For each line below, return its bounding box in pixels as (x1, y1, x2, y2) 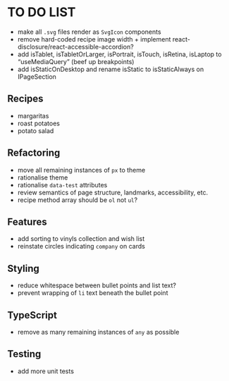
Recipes (7, 93, 44, 105)
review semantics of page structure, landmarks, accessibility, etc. (17, 188, 209, 196)
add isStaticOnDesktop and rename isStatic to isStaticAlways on (17, 65, 204, 73)
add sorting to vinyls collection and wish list (17, 235, 145, 243)
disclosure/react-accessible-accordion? (17, 42, 134, 51)
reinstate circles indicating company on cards (17, 242, 146, 251)
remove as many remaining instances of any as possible (17, 328, 180, 336)
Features (7, 216, 47, 227)
